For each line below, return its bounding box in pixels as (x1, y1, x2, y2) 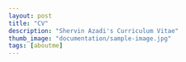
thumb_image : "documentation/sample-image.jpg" (8, 34, 172, 43)
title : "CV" (8, 19, 49, 27)
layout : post (8, 11, 53, 20)
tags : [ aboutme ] (8, 42, 63, 50)
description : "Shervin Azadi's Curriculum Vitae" (8, 27, 180, 35)
